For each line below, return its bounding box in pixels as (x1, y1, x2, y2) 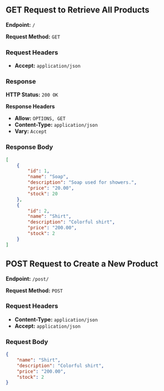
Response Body (5, 143, 53, 151)
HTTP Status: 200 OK (5, 91, 59, 98)
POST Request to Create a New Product (5, 259, 159, 269)
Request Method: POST (5, 287, 63, 294)
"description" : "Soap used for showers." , (27, 179, 137, 185)
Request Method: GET (5, 33, 60, 40)
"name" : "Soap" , (27, 174, 69, 180)
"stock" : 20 (27, 190, 59, 197)
